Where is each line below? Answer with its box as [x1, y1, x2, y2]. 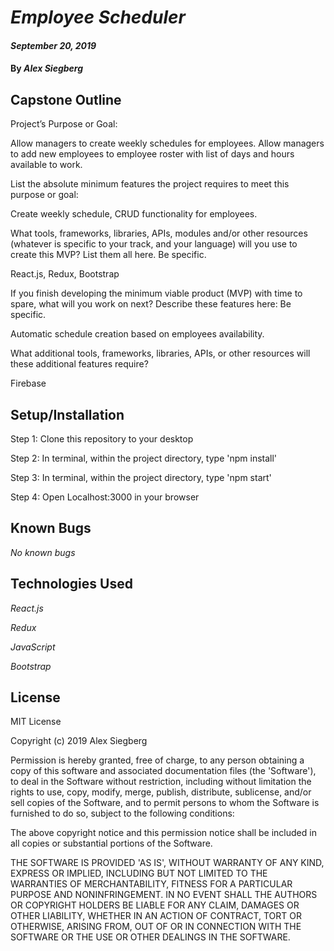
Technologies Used [10, 576, 133, 593]
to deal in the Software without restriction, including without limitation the [10, 776, 312, 788]
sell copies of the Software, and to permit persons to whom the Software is [10, 797, 320, 809]
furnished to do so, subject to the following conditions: [10, 807, 235, 820]
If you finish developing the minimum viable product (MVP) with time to [10, 287, 303, 300]
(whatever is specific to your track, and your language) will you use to [10, 238, 298, 250]
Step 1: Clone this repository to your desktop [10, 433, 194, 445]
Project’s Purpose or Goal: [10, 118, 118, 130]
